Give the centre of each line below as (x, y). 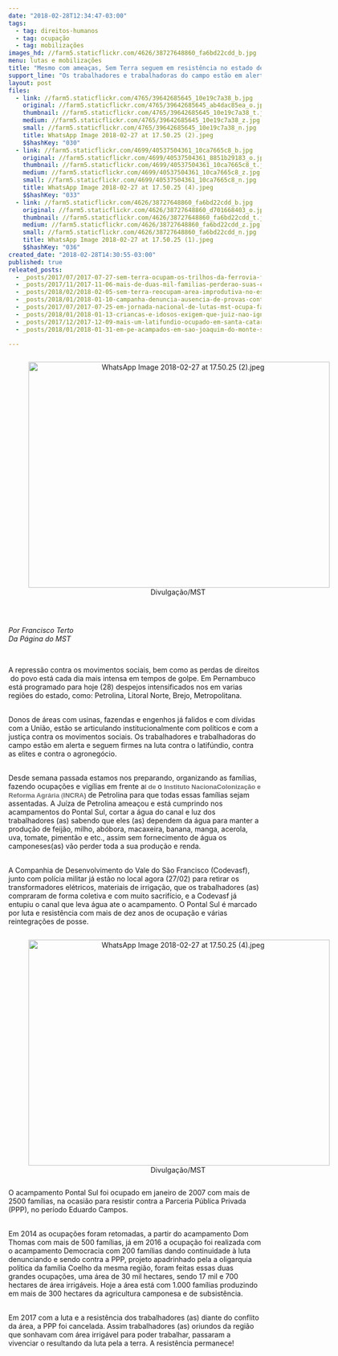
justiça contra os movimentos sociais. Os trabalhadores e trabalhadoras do (132, 737)
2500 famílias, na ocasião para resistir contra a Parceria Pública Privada (127, 1201)
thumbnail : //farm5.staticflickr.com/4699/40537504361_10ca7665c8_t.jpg (147, 165)
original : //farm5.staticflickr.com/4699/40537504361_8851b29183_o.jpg (145, 157)
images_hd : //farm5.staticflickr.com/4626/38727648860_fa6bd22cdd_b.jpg (132, 53)
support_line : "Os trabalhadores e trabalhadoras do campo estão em (125, 76)
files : (19, 90)
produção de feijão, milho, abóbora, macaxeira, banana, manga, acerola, (128, 829)
